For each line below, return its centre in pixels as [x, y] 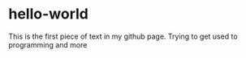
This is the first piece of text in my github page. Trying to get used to [123, 36]
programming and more [48, 44]
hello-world [49, 14]
